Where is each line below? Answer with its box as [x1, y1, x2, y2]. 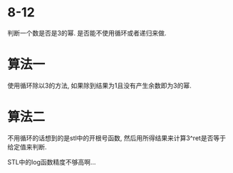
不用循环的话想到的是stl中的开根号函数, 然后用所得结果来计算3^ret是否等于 [7, 133, 227, 142]
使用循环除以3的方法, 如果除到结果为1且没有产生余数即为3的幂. [7, 81, 192, 90]
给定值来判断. [7, 142, 48, 151]
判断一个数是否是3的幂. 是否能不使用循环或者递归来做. [7, 28, 167, 37]
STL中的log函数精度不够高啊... [7, 157, 96, 166]
